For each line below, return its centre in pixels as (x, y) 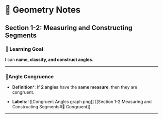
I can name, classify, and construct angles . (49, 59)
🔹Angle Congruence (30, 76)
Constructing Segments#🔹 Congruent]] (51, 107)
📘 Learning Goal (24, 49)
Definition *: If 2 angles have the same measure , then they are (74, 87)
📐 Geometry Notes (43, 10)
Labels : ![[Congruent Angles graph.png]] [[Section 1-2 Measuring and (82, 102)
